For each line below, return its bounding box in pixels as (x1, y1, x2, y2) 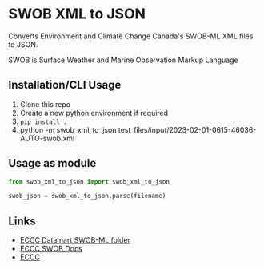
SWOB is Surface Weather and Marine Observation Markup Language (8, 55, 238, 65)
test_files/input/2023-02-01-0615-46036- (118, 125, 257, 134)
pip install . (19, 117, 67, 126)
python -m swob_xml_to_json (19, 125, 117, 134)
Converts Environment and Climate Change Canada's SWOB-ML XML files (8, 31, 254, 41)
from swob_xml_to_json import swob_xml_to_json (8, 177, 170, 186)
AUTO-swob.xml (19, 133, 75, 143)
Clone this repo (19, 99, 70, 109)
